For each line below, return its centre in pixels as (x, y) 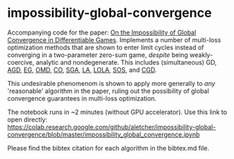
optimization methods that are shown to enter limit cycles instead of (106, 47)
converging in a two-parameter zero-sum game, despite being (98, 55)
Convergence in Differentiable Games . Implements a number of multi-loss (114, 39)
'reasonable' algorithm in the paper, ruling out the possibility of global (108, 91)
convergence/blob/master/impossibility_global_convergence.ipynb (104, 134)
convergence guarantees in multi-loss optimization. (82, 98)
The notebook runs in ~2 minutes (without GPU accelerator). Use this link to (117, 112)
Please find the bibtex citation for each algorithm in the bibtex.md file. (109, 148)
